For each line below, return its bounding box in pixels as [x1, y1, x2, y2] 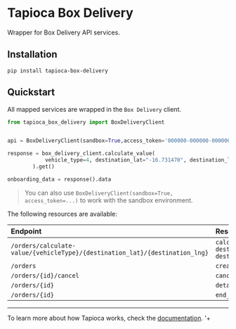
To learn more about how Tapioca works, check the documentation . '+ [7, 314, 211, 322]
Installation [7, 49, 58, 60]
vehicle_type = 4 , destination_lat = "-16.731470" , [44, 157, 188, 164]
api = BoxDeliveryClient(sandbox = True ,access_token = [7, 137, 165, 145]
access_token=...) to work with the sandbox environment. [24, 195, 193, 205]
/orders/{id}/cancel [11, 271, 79, 279]
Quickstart [7, 86, 55, 98]
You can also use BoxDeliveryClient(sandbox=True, [24, 188, 173, 197]
